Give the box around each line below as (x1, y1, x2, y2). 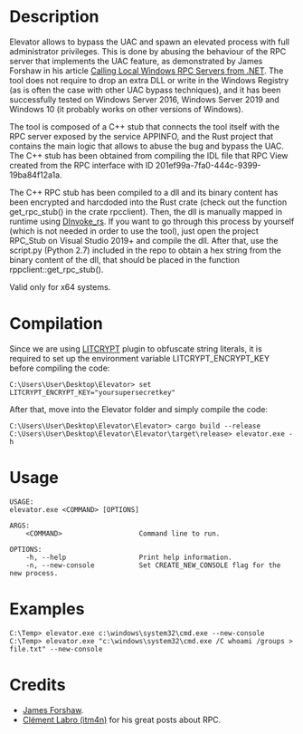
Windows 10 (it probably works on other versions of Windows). (9, 103, 244, 114)
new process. (9, 568, 59, 577)
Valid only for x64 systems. (9, 281, 111, 292)
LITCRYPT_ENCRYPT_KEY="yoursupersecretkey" (9, 388, 176, 397)
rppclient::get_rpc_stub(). (9, 264, 104, 275)
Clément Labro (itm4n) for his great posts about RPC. (22, 714, 222, 725)
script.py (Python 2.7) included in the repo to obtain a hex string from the (9, 245, 282, 256)
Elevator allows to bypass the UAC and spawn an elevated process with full (9, 36, 289, 47)
